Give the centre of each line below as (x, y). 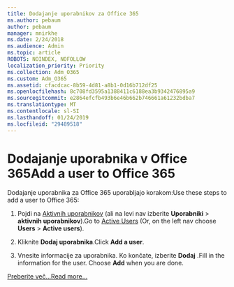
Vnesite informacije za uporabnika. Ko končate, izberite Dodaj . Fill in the (121, 256)
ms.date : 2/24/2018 (36, 40)
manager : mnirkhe (32, 33)
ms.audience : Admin (36, 46)
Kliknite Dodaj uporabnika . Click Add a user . (81, 242)
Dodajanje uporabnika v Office (97, 159)
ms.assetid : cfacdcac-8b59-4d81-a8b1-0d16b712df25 (82, 85)
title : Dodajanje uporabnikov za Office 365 (73, 14)
